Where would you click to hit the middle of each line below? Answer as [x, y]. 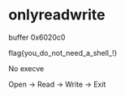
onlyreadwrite [57, 15]
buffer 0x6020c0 [37, 37]
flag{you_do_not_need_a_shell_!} [63, 53]
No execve [26, 68]
